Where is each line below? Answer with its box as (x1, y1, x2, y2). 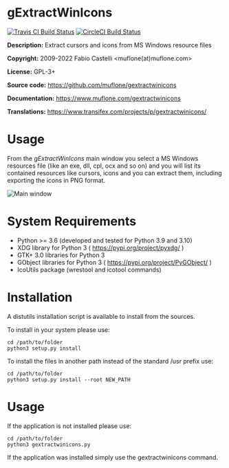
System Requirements (7, 214, 136, 230)
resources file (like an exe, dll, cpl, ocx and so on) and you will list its (7, 161, 201, 170)
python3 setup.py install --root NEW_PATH (7, 376, 131, 383)
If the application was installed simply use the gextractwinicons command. (7, 453, 219, 461)
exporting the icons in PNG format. (7, 176, 105, 184)
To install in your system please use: (7, 325, 110, 334)
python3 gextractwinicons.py (7, 441, 91, 448)
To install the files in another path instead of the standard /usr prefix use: (7, 357, 214, 365)
